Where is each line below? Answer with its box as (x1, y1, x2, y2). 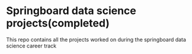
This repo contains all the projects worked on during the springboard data (6, 36, 187, 43)
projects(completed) (6, 16, 110, 30)
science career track (6, 42, 57, 49)
